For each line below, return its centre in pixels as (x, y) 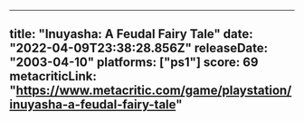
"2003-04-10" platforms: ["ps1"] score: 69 (134, 63)
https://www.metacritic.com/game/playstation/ (154, 91)
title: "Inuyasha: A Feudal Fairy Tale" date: (131, 34)
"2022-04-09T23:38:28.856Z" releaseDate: (139, 48)
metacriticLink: (53, 76)
